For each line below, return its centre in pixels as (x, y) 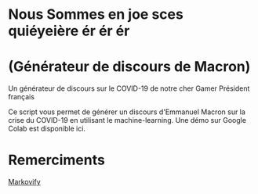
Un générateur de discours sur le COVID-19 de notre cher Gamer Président (129, 88)
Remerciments (57, 160)
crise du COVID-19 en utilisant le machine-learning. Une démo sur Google (127, 120)
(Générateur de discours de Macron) (129, 67)
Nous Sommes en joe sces (96, 14)
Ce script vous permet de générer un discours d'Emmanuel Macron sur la (127, 112)
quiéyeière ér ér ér (69, 31)
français (22, 97)
